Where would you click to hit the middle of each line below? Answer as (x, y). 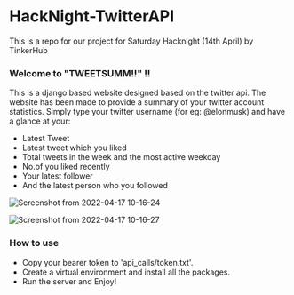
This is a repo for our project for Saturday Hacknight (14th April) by (131, 41)
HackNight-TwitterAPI (92, 16)
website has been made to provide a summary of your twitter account (137, 102)
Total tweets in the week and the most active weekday (121, 157)
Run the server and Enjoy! (69, 281)
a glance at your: (40, 121)
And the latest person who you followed (95, 186)
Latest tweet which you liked (74, 147)
